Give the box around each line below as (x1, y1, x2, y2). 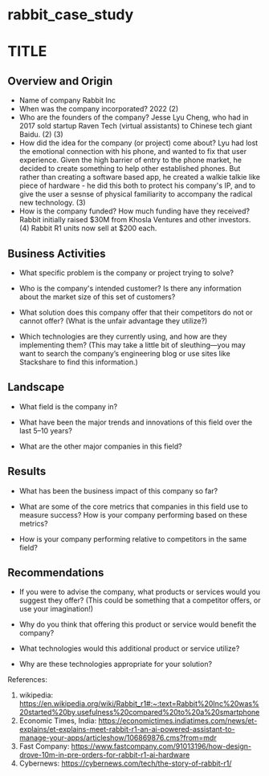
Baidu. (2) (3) (18, 130, 63, 140)
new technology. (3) (18, 198, 86, 208)
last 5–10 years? (18, 425, 73, 435)
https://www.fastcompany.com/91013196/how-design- (71, 741, 252, 751)
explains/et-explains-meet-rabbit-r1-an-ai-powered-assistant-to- (18, 725, 235, 734)
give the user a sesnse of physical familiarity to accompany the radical (18, 189, 253, 199)
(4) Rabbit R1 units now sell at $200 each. (18, 223, 157, 234)
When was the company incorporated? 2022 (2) (18, 104, 178, 114)
